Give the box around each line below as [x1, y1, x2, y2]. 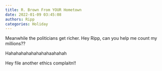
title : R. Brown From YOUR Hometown [5, 7, 82, 13]
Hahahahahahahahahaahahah [5, 50, 67, 56]
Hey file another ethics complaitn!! [5, 60, 76, 66]
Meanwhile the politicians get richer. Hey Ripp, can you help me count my [5, 35, 157, 41]
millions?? [5, 41, 26, 47]
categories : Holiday [5, 21, 49, 27]
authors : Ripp [5, 17, 35, 22]
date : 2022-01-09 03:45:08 [5, 12, 62, 17]
